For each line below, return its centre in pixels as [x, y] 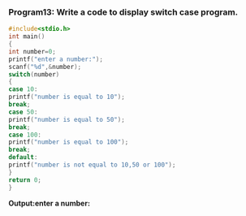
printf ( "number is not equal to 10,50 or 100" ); [92, 165]
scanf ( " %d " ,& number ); [45, 67]
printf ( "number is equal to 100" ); [69, 142]
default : [23, 158]
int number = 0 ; [32, 51]
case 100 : [25, 135]
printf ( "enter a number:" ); [56, 59]
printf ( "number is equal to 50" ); [67, 119]
